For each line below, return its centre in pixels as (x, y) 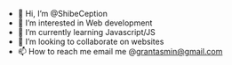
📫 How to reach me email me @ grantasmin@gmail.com (120, 51)
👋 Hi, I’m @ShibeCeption (63, 14)
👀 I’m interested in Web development (85, 23)
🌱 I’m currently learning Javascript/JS (86, 32)
